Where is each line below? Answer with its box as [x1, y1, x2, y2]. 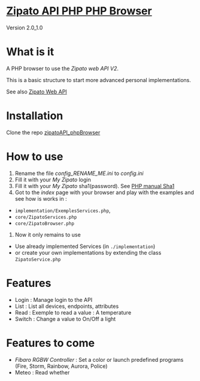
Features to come [6, 336, 95, 350]
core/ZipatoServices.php [14, 214, 77, 220]
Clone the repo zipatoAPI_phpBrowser [6, 129, 101, 136]
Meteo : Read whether [14, 368, 70, 376]
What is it [6, 45, 54, 59]
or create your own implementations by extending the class [14, 249, 162, 256]
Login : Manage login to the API [14, 296, 93, 303]
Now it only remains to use [14, 231, 81, 238]
